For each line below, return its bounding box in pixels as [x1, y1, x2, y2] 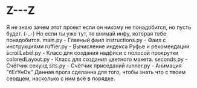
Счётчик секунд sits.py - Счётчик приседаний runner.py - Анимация [6, 61, 182, 69]
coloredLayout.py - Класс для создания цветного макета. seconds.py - [6, 55, 188, 63]
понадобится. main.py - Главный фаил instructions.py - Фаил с [6, 36, 166, 43]
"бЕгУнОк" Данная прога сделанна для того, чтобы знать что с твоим [6, 68, 186, 75]
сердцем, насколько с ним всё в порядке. [6, 75, 115, 82]
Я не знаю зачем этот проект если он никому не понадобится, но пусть [6, 24, 192, 31]
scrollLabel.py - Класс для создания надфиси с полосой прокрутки [6, 49, 179, 56]
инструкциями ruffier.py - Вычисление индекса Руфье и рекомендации [6, 43, 190, 50]
